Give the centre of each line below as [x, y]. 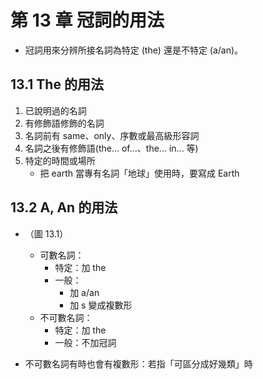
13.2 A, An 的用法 [64, 207]
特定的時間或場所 [60, 160]
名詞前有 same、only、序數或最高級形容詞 [112, 135]
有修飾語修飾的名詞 [64, 123]
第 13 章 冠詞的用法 [87, 20]
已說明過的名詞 [55, 110]
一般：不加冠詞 [85, 342]
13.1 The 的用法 [57, 84]
